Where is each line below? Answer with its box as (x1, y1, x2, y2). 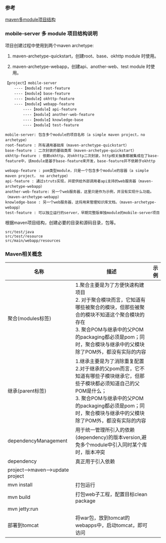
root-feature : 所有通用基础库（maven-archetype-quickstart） (5, 143, 129, 148)
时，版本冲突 (75, 448, 105, 455)
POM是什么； (75, 387, 107, 394)
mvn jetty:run (7, 505, 39, 512)
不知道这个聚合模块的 (95, 311, 145, 318)
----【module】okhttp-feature (14, 96, 75, 101)
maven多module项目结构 (5, 16, 56, 23)
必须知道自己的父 (100, 380, 140, 387)
